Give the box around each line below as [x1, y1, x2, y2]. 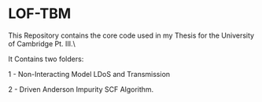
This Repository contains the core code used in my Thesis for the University [8, 31, 254, 40]
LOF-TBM [8, 5, 72, 23]
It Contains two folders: [8, 54, 84, 64]
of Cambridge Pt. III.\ [8, 38, 76, 48]
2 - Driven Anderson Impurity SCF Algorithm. [8, 84, 154, 94]
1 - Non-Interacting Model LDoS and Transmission [8, 69, 171, 78]
